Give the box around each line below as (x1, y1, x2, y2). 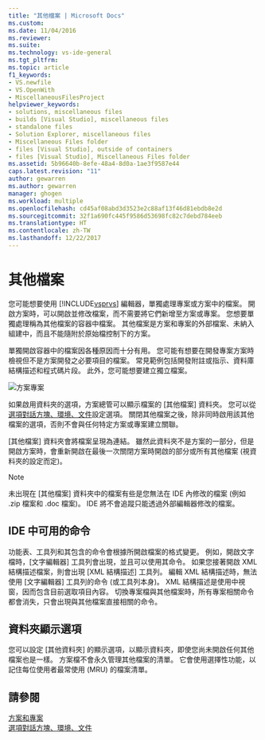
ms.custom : (8, 19, 45, 27)
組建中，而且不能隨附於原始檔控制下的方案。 (8, 329, 155, 338)
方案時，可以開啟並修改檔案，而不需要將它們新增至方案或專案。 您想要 (14, 309, 247, 318)
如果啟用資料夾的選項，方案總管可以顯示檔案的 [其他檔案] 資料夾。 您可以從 (8, 400, 257, 409)
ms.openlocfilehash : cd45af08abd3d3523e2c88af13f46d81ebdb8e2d (8, 204, 223, 212)
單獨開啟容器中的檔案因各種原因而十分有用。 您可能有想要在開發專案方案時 (8, 345, 255, 355)
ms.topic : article (8, 64, 69, 72)
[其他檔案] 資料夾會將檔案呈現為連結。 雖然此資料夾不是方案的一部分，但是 (8, 436, 255, 446)
